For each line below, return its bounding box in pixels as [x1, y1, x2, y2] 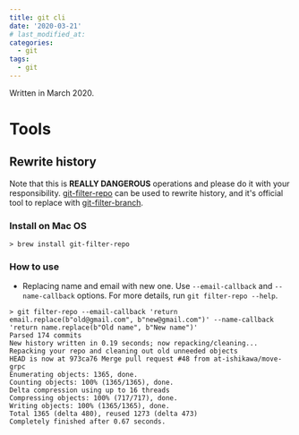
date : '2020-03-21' [9, 21, 82, 30]
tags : [9, 55, 30, 64]
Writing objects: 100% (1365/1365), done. [9, 402, 170, 411]
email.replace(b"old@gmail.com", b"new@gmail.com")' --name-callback [9, 315, 275, 325]
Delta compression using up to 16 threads [9, 386, 170, 395]
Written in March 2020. [9, 87, 95, 98]
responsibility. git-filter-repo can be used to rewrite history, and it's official [9, 187, 284, 198]
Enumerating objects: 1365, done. [9, 371, 139, 380]
